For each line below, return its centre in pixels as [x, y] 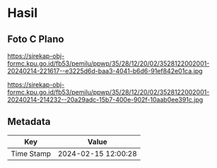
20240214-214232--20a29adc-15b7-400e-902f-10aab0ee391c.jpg [105, 100]
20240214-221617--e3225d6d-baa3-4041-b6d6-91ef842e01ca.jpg [105, 71]
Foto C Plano [36, 39]
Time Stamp [31, 153]
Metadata [29, 122]
